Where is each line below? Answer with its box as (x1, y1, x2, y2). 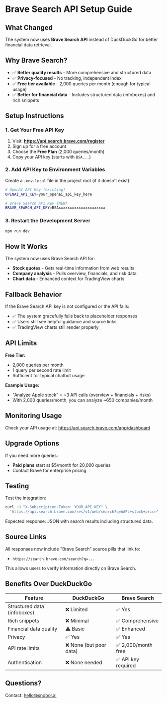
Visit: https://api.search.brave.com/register (12, 138, 105, 144)
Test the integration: (5, 495, 46, 501)
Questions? (5, 679, 42, 688)
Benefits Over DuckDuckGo (5, 579, 92, 588)
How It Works (5, 242, 48, 251)
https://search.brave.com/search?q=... (12, 557, 95, 562)
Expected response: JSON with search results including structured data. (5, 518, 153, 524)
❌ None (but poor (65, 641, 107, 648)
